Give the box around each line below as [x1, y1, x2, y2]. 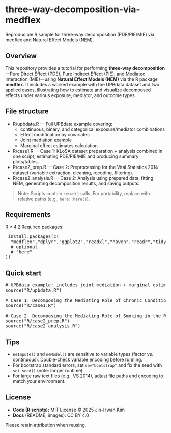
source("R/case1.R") [5, 303, 57, 308]
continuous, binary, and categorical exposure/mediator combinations [20, 126, 165, 132]
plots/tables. [12, 158, 39, 164]
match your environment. [12, 378, 66, 384]
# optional [10, 244, 38, 250]
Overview [5, 52, 37, 60]
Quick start [5, 269, 42, 277]
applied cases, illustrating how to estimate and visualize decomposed [5, 87, 151, 93]
